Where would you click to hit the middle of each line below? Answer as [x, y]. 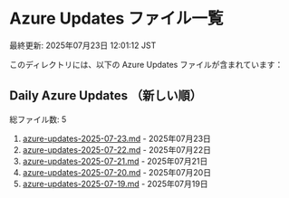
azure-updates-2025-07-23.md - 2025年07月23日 [116, 138]
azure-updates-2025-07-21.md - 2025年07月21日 [115, 161]
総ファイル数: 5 [38, 119]
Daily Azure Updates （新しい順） [106, 96]
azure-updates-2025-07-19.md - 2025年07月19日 [115, 184]
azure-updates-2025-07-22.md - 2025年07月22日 [116, 149]
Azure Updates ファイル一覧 [116, 19]
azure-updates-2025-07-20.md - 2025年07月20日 [116, 172]
